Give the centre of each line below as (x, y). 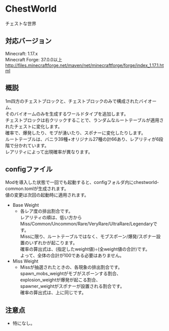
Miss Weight (25, 261)
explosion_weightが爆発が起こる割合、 (60, 280)
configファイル (29, 169)
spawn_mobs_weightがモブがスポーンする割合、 (70, 274)
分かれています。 (32, 145)
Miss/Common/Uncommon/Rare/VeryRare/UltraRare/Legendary (86, 224)
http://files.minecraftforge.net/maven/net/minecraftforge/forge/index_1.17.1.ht (84, 65)
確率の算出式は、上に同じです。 (53, 292)
